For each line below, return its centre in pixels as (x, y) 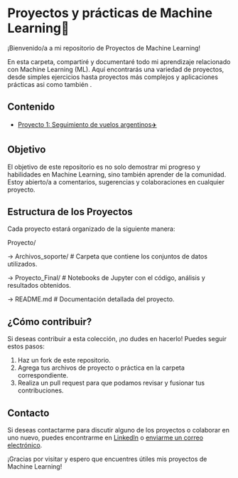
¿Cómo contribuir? (50, 322)
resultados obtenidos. (39, 286)
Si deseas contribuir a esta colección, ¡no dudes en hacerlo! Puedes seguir (117, 339)
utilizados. (22, 264)
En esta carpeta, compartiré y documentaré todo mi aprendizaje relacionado (119, 61)
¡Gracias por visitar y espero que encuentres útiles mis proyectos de (107, 459)
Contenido (31, 107)
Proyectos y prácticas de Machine (110, 13)
